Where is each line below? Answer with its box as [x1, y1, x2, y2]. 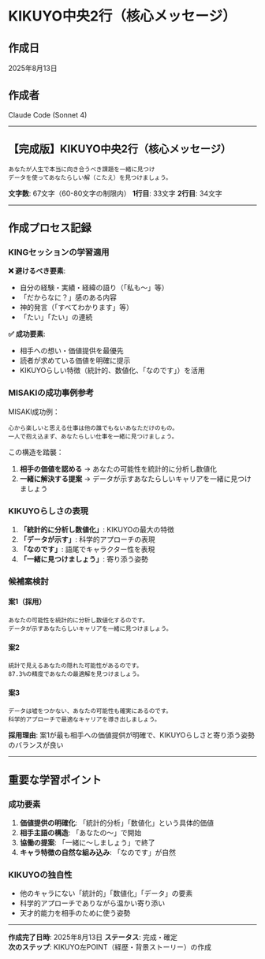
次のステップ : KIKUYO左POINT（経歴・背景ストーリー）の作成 [8, 942, 211, 952]
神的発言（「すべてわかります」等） [19, 303, 134, 312]
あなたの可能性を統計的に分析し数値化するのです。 [8, 617, 149, 625]
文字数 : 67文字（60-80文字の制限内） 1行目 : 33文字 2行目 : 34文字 [8, 188, 222, 198]
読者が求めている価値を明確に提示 [19, 356, 131, 365]
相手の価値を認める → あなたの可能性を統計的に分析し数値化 [19, 464, 218, 473]
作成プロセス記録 [8, 222, 91, 235]
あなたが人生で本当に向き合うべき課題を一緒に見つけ [8, 165, 155, 174]
